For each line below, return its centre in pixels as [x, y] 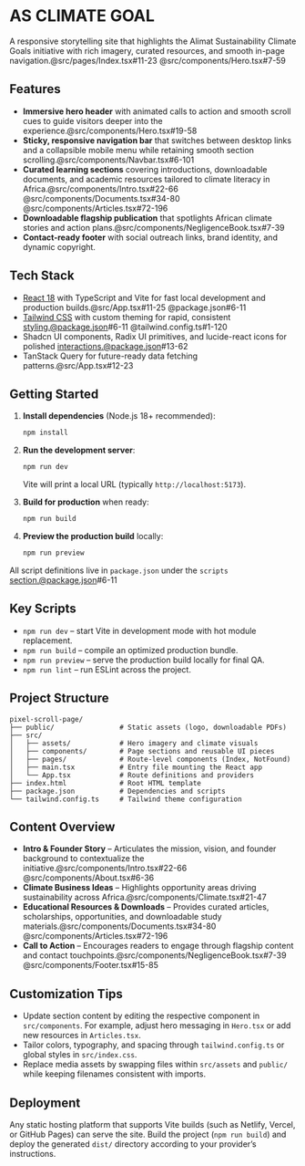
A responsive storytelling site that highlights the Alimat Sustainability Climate [153, 41]
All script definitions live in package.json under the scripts [119, 570]
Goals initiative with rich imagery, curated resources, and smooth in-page [147, 50]
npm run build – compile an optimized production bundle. [130, 650]
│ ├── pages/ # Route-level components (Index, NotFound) [150, 759]
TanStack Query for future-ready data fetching [110, 356]
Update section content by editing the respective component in [141, 1016]
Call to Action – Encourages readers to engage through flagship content [158, 946]
